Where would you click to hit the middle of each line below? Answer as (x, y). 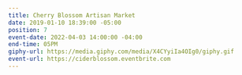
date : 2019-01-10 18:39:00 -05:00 (65, 23)
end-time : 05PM (33, 45)
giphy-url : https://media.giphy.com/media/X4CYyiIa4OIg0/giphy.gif (121, 52)
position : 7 (28, 30)
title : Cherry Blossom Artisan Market (72, 15)
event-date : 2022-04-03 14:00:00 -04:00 (76, 37)
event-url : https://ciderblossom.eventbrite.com (89, 59)
